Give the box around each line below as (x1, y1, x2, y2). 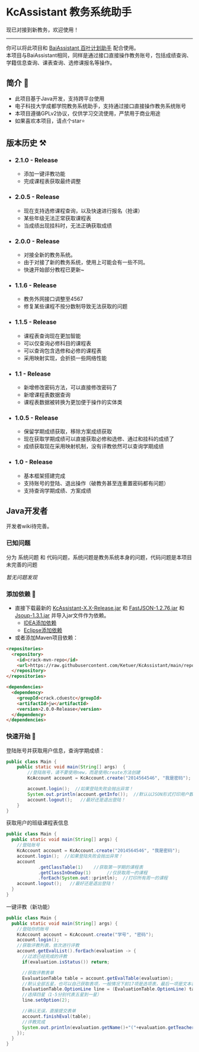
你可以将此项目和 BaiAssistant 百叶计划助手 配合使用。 (6, 44, 139, 51)
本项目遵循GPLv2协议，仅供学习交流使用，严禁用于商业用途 (14, 110, 161, 117)
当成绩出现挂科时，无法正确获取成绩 (23, 222, 113, 229)
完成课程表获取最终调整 (23, 178, 81, 185)
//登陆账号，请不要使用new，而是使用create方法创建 (27, 769, 140, 776)
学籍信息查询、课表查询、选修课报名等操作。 (6, 59, 115, 66)
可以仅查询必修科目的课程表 (23, 339, 92, 347)
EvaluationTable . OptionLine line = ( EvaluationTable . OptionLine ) (21, 986, 187, 992)
